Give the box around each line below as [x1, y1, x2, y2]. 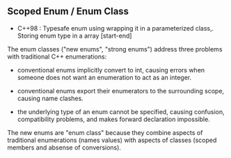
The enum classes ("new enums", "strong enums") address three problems [7, 45, 223, 53]
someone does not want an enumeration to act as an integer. [17, 73, 192, 81]
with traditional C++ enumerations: [7, 52, 107, 61]
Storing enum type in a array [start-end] [17, 31, 132, 40]
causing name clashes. [17, 94, 83, 102]
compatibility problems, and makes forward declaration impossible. [17, 115, 210, 123]
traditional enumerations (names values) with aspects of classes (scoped [7, 136, 217, 144]
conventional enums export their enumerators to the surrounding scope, [17, 86, 225, 95]
